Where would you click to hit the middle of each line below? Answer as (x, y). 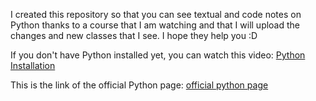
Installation (33, 65)
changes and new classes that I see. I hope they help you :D (134, 35)
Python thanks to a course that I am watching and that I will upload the (155, 25)
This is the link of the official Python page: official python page (139, 85)
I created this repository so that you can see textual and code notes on (156, 14)
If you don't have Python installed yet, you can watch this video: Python (158, 55)
